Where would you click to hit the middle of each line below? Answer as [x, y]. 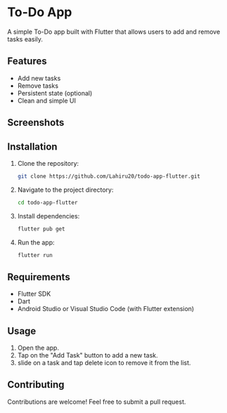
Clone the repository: [48, 163]
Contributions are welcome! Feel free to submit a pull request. [97, 402]
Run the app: [36, 242]
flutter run [35, 255]
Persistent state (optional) [55, 93]
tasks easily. [25, 39]
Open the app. [38, 348]
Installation [32, 146]
